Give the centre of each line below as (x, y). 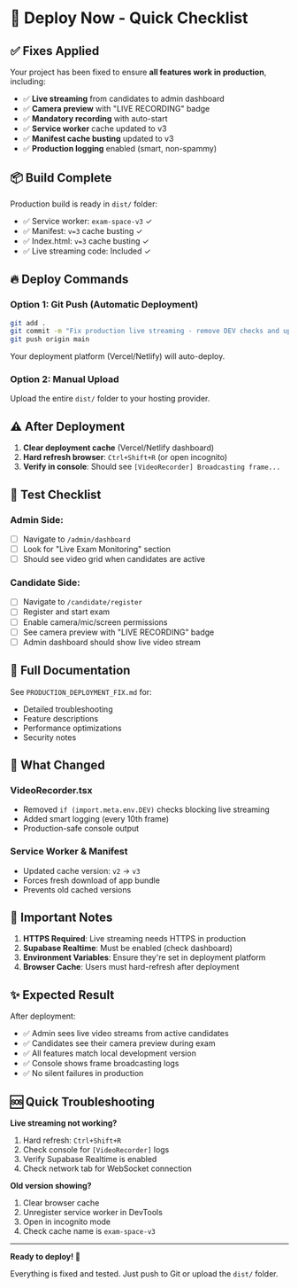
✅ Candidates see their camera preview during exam (119, 1043)
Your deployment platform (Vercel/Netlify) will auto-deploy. (118, 356)
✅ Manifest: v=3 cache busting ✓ (83, 230)
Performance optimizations (72, 728)
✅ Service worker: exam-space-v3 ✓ (88, 221)
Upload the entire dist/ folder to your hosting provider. (110, 399)
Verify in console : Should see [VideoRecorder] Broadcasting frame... (152, 467)
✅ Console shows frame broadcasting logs (101, 1064)
